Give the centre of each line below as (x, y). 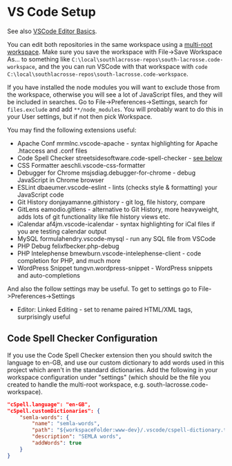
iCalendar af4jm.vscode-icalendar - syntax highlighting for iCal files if (116, 224)
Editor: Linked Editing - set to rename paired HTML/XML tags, (105, 309)
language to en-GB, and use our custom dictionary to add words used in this (116, 362)
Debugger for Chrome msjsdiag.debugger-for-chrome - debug (106, 173)
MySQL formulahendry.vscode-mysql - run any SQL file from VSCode (116, 238)
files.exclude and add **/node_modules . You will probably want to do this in (115, 109)
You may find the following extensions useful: (72, 130)
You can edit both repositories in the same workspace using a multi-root (110, 44)
